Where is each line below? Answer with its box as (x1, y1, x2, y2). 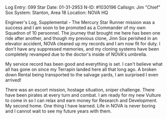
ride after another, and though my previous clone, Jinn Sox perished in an (5, 35, 157, 41)
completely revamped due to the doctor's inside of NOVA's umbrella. (5, 51, 147, 57)
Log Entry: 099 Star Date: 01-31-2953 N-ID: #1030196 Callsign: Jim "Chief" (5, 5, 161, 10)
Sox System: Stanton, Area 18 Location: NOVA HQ (5, 10, 108, 16)
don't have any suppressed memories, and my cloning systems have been (5, 46, 159, 52)
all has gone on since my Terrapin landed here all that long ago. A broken (5, 66, 157, 72)
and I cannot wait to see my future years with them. (5, 108, 112, 114)
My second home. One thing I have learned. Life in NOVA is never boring (5, 103, 156, 108)
